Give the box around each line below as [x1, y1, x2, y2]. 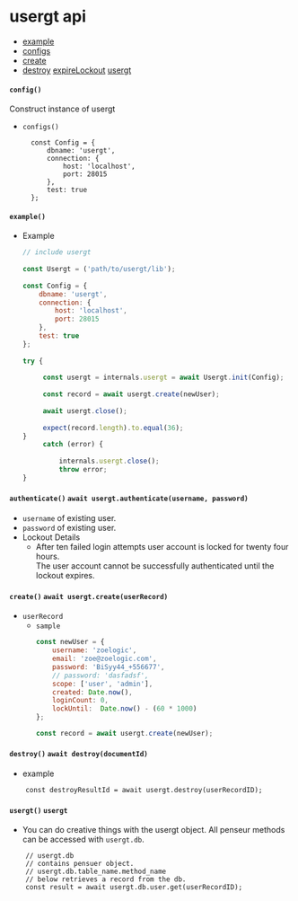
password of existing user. [22, 523, 117, 534]
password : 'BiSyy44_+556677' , [52, 662, 165, 671]
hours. [35, 551, 60, 562]
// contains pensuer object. [25, 860, 135, 869]
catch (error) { [42, 440, 103, 449]
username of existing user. [22, 513, 117, 524]
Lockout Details [22, 532, 81, 543]
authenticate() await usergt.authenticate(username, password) [9, 494, 249, 504]
